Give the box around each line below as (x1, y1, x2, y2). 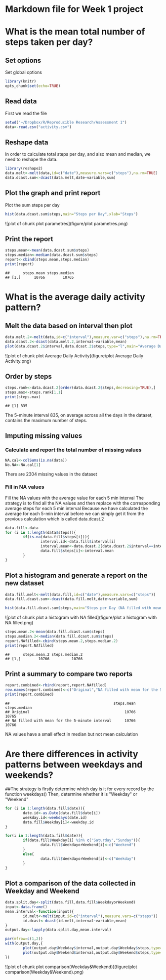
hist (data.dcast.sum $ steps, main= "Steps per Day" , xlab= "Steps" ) (5, 212, 138, 216)
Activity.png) (5, 358, 31, 364)
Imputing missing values (5, 431, 83, 440)
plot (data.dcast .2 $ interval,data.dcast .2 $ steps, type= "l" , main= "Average (5, 343, 156, 349)
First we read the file (5, 110, 47, 116)
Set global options (5, 69, 42, 75)
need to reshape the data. (5, 157, 58, 163)
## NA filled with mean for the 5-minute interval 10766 (5, 718, 136, 724)
